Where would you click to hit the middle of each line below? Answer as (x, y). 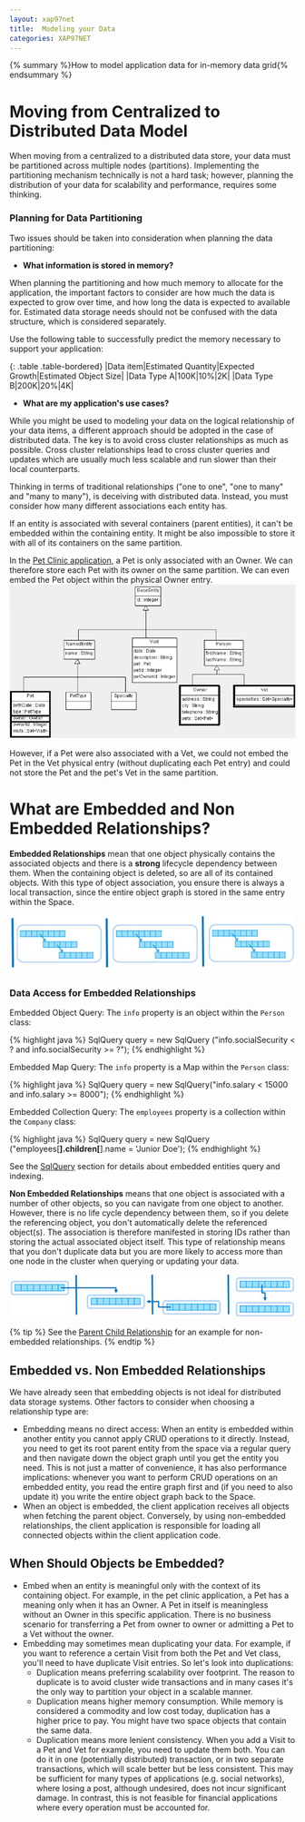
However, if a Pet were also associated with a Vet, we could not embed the (149, 753)
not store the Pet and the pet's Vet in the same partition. (114, 773)
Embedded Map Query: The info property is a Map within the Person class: (149, 1068)
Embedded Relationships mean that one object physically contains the (142, 854)
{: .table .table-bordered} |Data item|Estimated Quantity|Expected (132, 366)
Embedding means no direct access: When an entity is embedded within (158, 1429)
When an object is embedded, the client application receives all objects (156, 1506)
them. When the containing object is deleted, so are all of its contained (142, 873)
